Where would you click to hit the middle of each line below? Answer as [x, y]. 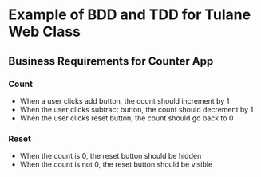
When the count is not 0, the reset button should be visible [116, 164]
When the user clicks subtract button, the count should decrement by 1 [136, 109]
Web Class [45, 31]
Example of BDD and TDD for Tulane [130, 15]
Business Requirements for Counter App [111, 61]
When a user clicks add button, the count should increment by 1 [125, 100]
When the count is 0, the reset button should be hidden [111, 156]
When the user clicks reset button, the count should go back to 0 [127, 118]
